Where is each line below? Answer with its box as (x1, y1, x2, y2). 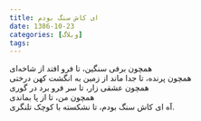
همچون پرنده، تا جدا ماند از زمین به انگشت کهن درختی (9, 73, 192, 84)
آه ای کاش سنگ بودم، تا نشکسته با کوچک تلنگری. (9, 101, 175, 113)
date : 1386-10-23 (9, 22, 75, 31)
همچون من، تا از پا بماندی (9, 92, 95, 103)
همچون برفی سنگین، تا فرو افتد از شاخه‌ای (9, 63, 152, 74)
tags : (9, 38, 30, 48)
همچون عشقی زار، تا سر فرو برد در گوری (9, 82, 149, 93)
